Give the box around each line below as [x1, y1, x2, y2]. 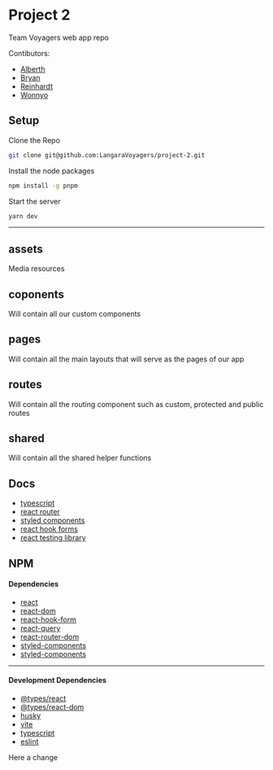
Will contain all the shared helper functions [8, 453, 152, 463]
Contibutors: [8, 48, 50, 58]
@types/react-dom [19, 702, 84, 712]
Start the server [8, 196, 61, 206]
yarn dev [8, 212, 38, 221]
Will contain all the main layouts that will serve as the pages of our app [8, 354, 245, 364]
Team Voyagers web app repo [8, 33, 110, 42]
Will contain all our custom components [8, 309, 141, 318]
